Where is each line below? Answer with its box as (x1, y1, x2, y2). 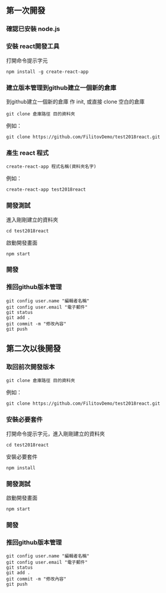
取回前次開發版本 (6, 363, 55, 371)
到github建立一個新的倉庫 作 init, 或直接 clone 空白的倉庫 (6, 98, 145, 105)
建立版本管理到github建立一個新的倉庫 (6, 84, 117, 92)
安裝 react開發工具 (6, 42, 60, 50)
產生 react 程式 (6, 149, 49, 157)
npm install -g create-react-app (6, 69, 89, 75)
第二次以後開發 (6, 344, 61, 354)
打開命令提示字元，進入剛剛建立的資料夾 (6, 430, 105, 437)
